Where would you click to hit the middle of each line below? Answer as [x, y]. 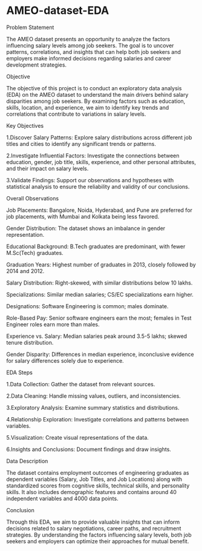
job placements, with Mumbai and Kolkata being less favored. [83, 216]
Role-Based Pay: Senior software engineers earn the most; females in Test [99, 318]
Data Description [27, 461]
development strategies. [37, 65]
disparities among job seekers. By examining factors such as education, [96, 101]
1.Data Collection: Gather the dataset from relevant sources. [81, 384]
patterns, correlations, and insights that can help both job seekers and [94, 51]
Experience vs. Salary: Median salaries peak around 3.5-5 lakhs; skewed [97, 336]
